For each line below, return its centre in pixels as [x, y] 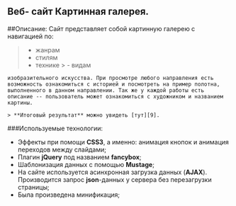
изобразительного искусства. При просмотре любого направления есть [111, 78]
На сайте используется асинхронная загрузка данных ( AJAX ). [112, 172]
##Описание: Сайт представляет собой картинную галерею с [101, 28]
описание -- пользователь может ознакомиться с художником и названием [115, 96]
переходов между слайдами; [62, 149]
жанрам [47, 50]
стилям [46, 57]
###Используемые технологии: [55, 128]
